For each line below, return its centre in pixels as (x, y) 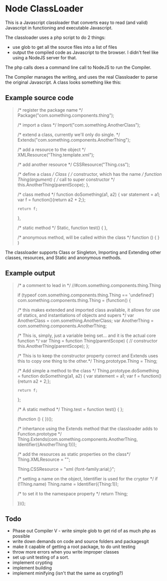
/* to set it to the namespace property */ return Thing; (73, 493)
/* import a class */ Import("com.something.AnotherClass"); (79, 125)
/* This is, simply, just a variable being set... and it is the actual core (86, 335)
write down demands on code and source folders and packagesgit (81, 542)
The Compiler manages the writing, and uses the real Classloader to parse (82, 77)
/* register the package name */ (50, 110)
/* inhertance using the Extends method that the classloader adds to (87, 429)
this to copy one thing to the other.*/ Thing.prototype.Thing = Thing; (87, 361)
